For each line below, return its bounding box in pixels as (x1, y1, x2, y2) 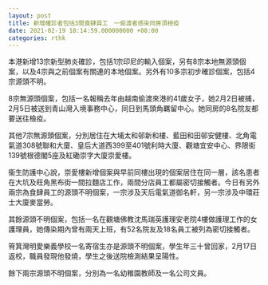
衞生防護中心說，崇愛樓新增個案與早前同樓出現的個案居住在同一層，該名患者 (8, 168, 260, 177)
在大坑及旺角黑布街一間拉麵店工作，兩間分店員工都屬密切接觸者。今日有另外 (8, 177, 260, 188)
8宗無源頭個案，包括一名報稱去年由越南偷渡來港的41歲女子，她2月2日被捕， (8, 93, 259, 104)
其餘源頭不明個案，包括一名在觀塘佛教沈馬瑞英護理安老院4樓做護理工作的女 (8, 215, 258, 224)
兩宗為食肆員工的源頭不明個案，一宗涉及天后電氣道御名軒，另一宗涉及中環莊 (8, 188, 260, 197)
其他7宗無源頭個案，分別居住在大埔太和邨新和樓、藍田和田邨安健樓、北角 (8, 131, 250, 141)
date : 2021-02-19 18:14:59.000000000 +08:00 (8, 26, 159, 34)
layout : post (8, 11, 52, 20)
